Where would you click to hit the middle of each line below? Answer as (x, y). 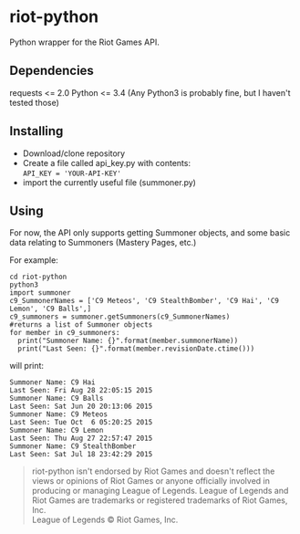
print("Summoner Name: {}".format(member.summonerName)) (128, 341)
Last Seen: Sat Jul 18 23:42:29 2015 (81, 455)
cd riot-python (38, 277)
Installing (36, 131)
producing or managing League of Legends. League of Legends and (160, 491)
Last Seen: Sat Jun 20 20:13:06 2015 (81, 407)
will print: (26, 366)
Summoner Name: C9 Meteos (58, 414)
